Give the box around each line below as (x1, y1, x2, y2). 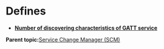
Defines (5, 4, 46, 18)
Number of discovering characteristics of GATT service (14, 24, 158, 31)
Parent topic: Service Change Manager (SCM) (5, 36, 120, 43)
